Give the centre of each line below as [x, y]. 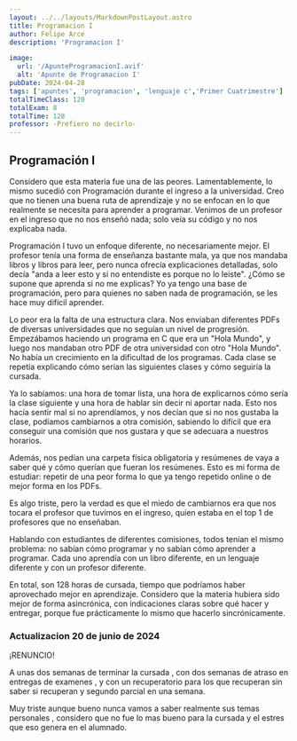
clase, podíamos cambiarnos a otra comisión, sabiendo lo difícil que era [141, 422]
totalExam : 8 [33, 107]
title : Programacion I [51, 26]
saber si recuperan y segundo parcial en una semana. [107, 691]
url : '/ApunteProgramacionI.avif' [81, 67]
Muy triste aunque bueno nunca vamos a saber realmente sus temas [134, 709]
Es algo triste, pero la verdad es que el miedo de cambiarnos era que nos [143, 503]
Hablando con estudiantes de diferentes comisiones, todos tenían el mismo [146, 539]
